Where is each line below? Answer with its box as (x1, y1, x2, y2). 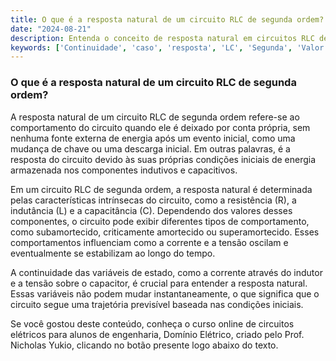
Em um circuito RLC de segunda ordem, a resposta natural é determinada (10, 183, 313, 195)
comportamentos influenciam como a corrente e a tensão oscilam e (10, 236, 289, 248)
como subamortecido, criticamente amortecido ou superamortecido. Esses (10, 226, 320, 238)
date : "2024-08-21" (10, 24, 92, 34)
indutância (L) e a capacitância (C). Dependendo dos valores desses (10, 204, 293, 216)
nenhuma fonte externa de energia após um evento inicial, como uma (10, 132, 296, 144)
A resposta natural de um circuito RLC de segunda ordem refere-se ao (10, 111, 300, 123)
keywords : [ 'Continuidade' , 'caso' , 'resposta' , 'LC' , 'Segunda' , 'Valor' (10, 42, 329, 53)
